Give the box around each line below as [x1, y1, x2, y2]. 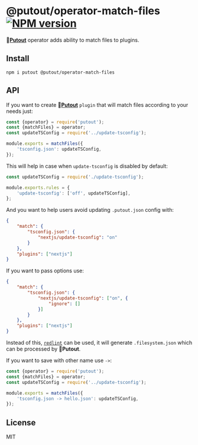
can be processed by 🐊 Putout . [6, 345, 81, 352]
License [6, 417, 36, 428]
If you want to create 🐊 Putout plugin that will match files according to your [6, 101, 189, 108]
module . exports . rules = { [6, 185, 70, 190]
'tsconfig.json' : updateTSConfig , [17, 147, 102, 152]
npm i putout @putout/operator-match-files [6, 69, 115, 75]
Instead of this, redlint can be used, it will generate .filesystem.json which [6, 339, 193, 347]
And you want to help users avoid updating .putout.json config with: [6, 206, 174, 214]
